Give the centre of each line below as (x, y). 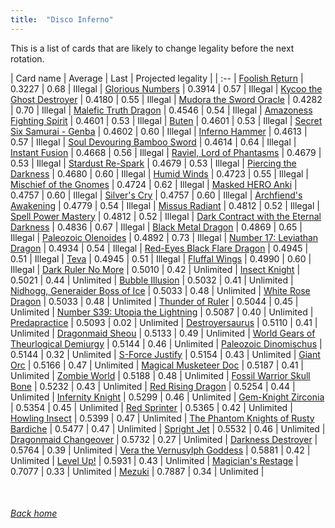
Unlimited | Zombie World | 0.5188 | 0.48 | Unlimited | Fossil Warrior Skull (160, 375)
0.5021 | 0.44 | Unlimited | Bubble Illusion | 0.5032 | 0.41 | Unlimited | (152, 280)
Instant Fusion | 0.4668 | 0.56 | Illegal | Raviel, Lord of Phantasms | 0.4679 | (166, 152)
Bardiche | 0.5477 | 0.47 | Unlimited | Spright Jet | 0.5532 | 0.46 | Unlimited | (168, 428)
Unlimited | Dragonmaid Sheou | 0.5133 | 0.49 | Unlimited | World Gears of (163, 333)
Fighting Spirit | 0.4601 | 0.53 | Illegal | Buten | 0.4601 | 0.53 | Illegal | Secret (166, 120)
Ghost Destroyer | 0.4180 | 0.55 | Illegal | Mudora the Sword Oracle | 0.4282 (166, 99)
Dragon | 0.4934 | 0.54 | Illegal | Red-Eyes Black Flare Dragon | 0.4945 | (159, 248)
